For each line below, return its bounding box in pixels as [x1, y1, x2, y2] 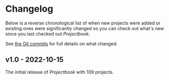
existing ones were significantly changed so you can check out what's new [5, 25, 164, 31]
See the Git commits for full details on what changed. [5, 40, 118, 46]
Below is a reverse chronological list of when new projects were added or [5, 20, 161, 26]
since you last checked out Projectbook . [5, 31, 90, 37]
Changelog [5, 3, 53, 15]
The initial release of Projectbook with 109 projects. [5, 69, 114, 75]
